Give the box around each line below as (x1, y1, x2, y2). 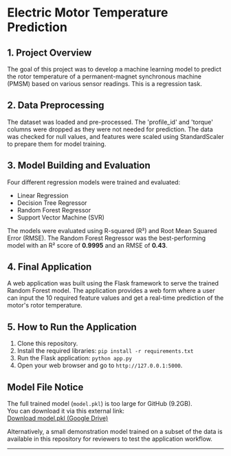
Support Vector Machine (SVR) (16, 213, 105, 221)
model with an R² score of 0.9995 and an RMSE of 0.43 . (7, 241, 168, 249)
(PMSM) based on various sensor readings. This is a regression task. (7, 80, 203, 87)
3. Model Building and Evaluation (7, 160, 151, 171)
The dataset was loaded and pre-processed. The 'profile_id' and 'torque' (7, 118, 214, 126)
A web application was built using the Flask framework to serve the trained (7, 279, 219, 287)
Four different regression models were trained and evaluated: (7, 177, 181, 186)
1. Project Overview (7, 47, 92, 58)
